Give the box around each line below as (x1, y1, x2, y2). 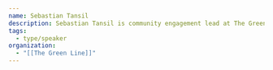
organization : (8, 42, 57, 50)
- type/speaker (15, 34, 67, 43)
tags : (8, 27, 27, 35)
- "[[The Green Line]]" (15, 49, 96, 57)
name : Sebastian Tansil (8, 11, 89, 20)
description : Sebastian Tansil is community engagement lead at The (8, 19, 245, 27)
